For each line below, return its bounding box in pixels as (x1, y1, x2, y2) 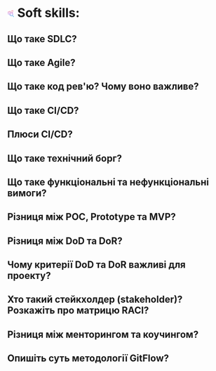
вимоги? (7, 187, 47, 199)
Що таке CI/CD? (7, 104, 79, 117)
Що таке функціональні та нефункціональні (7, 176, 209, 188)
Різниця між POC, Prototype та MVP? (7, 211, 177, 223)
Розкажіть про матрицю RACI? (7, 304, 149, 317)
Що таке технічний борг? (7, 152, 123, 164)
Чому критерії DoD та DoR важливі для (7, 259, 186, 271)
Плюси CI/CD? (7, 129, 74, 141)
